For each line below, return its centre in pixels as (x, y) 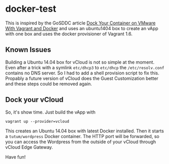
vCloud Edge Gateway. (29, 147)
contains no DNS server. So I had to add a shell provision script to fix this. (82, 73)
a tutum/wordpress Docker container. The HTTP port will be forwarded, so (82, 136)
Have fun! (16, 157)
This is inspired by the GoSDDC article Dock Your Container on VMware (80, 23)
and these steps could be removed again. (49, 84)
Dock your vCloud (34, 100)
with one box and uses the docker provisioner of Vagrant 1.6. (69, 34)
